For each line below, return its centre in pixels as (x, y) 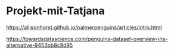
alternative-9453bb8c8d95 (40, 45)
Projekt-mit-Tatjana (56, 11)
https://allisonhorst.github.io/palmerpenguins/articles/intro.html (84, 27)
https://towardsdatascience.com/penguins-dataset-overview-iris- (87, 39)
